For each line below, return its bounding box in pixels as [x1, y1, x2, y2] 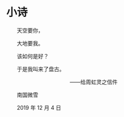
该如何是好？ [16, 52, 49, 59]
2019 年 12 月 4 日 [16, 104, 62, 111]
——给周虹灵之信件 [69, 78, 118, 85]
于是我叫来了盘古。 [16, 65, 65, 73]
